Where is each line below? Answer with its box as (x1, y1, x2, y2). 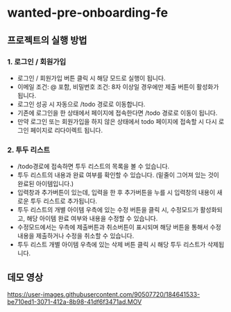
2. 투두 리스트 (7, 145, 51, 154)
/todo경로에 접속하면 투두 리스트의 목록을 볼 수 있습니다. (17, 162, 170, 171)
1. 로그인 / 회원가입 (7, 57, 67, 67)
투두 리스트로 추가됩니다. (30, 197, 98, 206)
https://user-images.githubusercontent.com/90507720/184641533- (7, 290, 200, 298)
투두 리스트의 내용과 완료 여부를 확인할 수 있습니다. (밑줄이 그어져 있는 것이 (17, 171, 220, 179)
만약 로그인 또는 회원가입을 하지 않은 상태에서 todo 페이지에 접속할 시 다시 (17, 117, 217, 126)
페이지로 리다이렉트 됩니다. (30, 126, 103, 134)
